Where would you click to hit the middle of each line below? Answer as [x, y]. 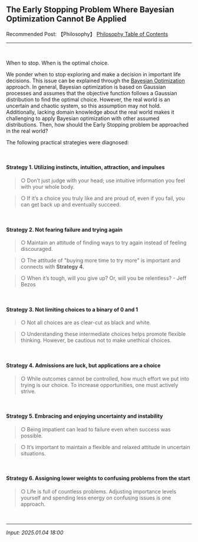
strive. [28, 391]
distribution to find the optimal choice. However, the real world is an [88, 99]
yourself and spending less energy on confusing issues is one [96, 498]
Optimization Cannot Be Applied [66, 19]
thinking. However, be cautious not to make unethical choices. [96, 340]
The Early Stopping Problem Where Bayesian [90, 10]
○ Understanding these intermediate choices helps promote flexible [103, 334]
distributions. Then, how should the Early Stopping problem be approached [97, 124]
